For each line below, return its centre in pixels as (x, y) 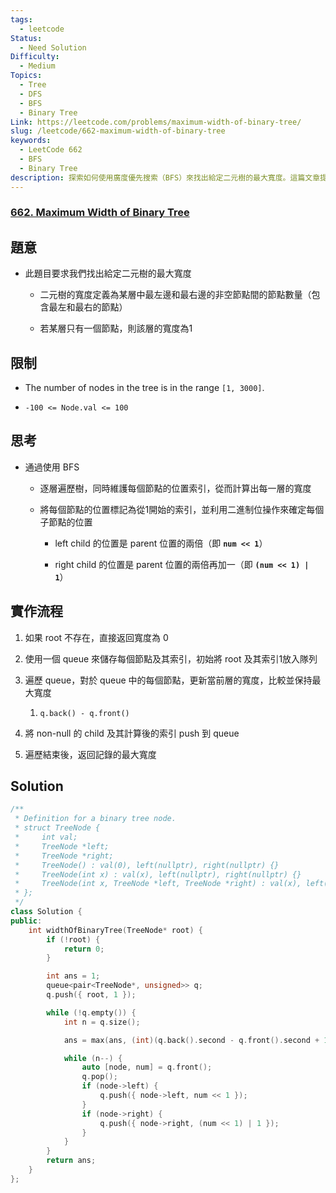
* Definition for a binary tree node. (95, 819)
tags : (21, 19)
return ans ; (71, 1161)
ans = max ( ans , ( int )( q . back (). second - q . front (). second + (191, 1040)
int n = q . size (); (102, 1022)
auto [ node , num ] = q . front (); (147, 1067)
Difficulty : (35, 57)
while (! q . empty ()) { (91, 1012)
